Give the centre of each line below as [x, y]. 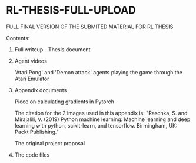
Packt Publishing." [36, 132]
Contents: [18, 38]
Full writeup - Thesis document [52, 49]
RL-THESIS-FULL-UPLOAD [71, 10]
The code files [32, 155]
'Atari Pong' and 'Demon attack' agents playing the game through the [98, 72]
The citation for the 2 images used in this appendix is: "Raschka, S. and [101, 113]
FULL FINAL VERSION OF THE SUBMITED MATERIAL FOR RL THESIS [90, 27]
